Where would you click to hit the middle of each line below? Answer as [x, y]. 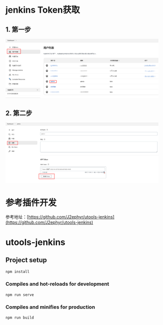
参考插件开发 [31, 203]
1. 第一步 [18, 29]
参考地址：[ [17, 217]
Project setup [26, 260]
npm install [17, 272]
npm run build [20, 318]
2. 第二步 [19, 113]
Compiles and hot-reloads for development [57, 284]
